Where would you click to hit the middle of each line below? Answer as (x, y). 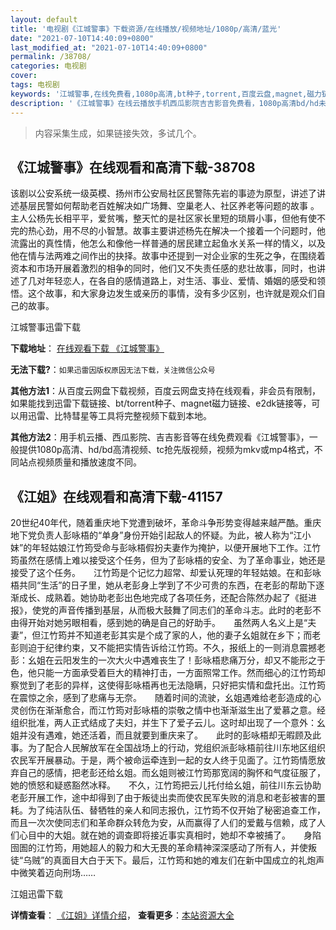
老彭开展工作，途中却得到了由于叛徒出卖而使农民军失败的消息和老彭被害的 (163, 798)
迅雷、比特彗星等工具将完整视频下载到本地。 (119, 416)
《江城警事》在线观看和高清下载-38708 (133, 167)
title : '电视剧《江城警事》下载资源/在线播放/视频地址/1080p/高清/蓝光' (146, 29)
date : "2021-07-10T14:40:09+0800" (82, 38)
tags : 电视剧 (35, 85)
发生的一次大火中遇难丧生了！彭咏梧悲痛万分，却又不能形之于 (198, 660)
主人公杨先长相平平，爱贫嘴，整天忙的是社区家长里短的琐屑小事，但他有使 (163, 218)
